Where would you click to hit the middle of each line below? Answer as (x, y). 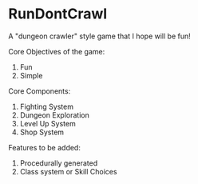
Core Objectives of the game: (57, 51)
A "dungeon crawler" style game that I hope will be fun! (100, 36)
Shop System (42, 132)
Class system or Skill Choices (68, 171)
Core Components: (40, 91)
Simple (31, 75)
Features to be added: (45, 147)
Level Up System (48, 123)
